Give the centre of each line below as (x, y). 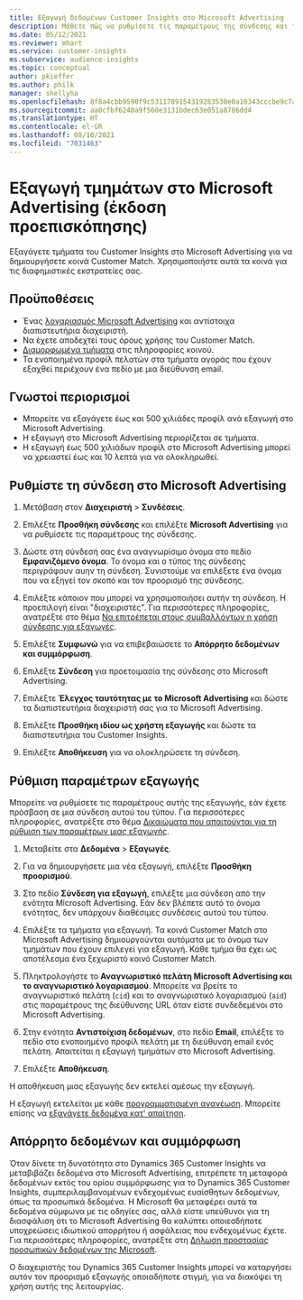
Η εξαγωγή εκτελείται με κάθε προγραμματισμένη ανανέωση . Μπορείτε (145, 1103)
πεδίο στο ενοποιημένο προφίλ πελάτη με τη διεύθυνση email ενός (148, 1041)
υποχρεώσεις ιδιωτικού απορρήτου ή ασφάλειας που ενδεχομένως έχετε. (148, 1230)
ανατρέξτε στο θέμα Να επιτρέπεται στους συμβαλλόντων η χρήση (150, 617)
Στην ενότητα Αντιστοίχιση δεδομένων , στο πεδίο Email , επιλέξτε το (153, 1032)
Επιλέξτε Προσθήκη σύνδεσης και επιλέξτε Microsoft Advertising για (155, 525)
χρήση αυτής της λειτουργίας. (67, 1286)
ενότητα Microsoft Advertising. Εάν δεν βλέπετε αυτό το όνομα (141, 902)
